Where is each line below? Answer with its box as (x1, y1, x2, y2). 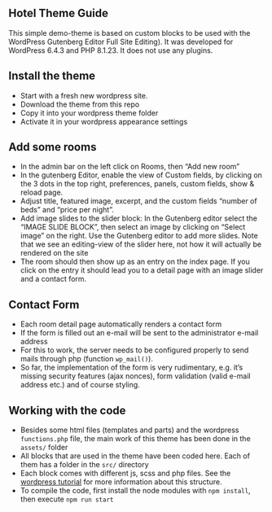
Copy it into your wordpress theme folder (20, 107, 159, 117)
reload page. (20, 187, 64, 198)
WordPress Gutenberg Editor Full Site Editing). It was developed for (8, 37, 234, 46)
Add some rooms (8, 140, 97, 154)
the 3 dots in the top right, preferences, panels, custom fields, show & (20, 179, 255, 189)
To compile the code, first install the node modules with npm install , (20, 486, 251, 496)
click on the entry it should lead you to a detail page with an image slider (20, 265, 264, 275)
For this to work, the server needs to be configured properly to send (20, 345, 249, 355)
